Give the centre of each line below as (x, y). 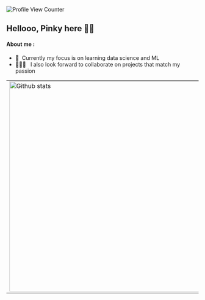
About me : (21, 44)
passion (25, 71)
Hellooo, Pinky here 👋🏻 (50, 28)
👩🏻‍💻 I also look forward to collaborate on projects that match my (98, 64)
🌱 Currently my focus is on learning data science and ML (87, 57)
